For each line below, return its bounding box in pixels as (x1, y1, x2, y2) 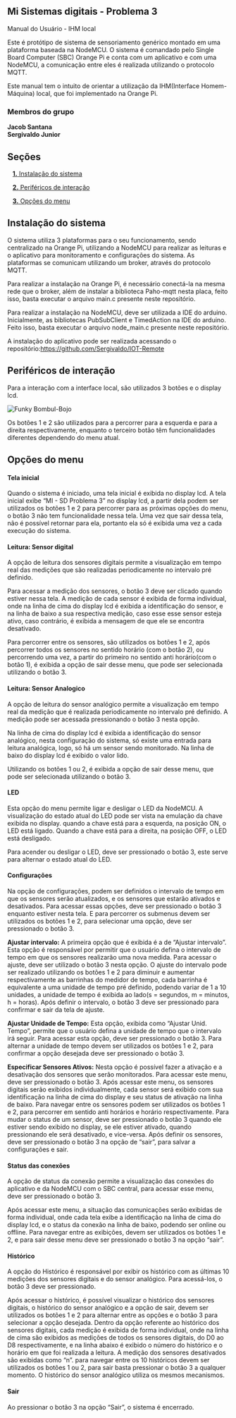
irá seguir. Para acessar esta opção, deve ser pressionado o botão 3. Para (7, 1034, 222, 1042)
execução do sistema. (7, 527, 71, 535)
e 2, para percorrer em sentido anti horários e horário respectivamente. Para (7, 1107, 229, 1116)
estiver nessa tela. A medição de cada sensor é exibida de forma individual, (7, 594, 227, 603)
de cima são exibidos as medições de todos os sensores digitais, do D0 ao (7, 1333, 224, 1342)
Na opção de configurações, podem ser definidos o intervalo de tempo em (7, 886, 224, 895)
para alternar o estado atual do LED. (7, 855, 112, 863)
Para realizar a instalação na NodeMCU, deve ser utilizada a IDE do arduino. (7, 308, 228, 317)
